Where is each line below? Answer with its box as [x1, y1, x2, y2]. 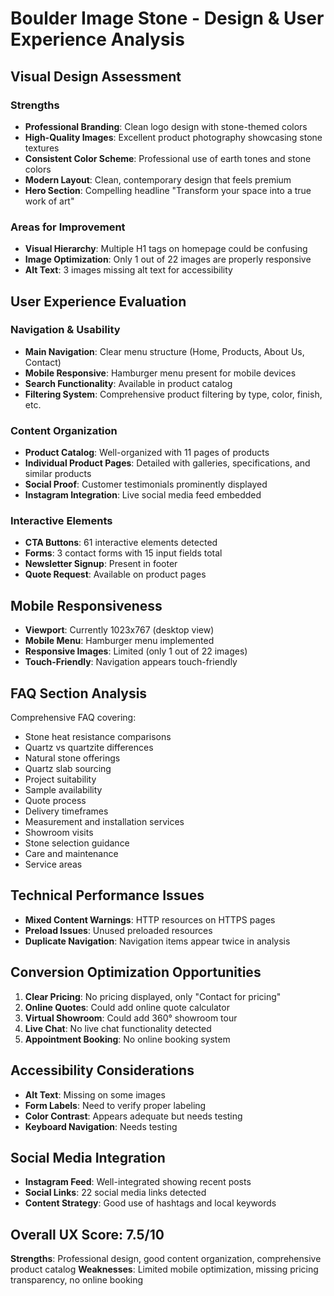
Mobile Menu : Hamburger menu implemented [24, 635, 215, 647]
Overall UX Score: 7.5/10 [10, 1226, 165, 1243]
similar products [24, 468, 92, 480]
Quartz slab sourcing [24, 763, 112, 775]
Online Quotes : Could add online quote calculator [24, 1001, 230, 1013]
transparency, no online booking [10, 1274, 144, 1286]
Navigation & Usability [10, 323, 121, 337]
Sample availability [24, 784, 103, 796]
